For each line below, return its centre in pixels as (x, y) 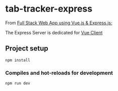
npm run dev (18, 83)
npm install (18, 60)
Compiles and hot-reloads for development (59, 73)
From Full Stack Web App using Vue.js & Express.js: (59, 23)
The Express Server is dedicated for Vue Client (54, 32)
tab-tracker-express (49, 9)
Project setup (27, 49)
